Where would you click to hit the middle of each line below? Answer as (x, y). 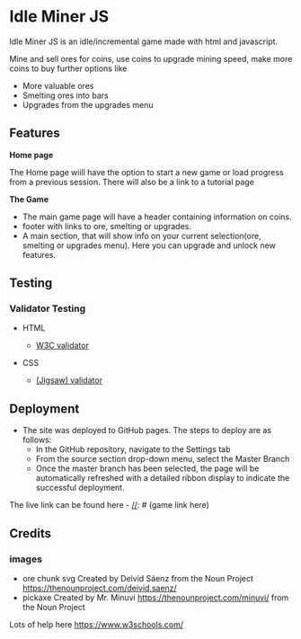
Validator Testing (48, 309)
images (26, 559)
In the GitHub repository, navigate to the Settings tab (133, 449)
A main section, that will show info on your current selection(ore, (142, 235)
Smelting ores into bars (66, 95)
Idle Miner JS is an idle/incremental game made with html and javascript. (144, 41)
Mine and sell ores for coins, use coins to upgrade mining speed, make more (151, 58)
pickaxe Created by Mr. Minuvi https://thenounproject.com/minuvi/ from (155, 597)
